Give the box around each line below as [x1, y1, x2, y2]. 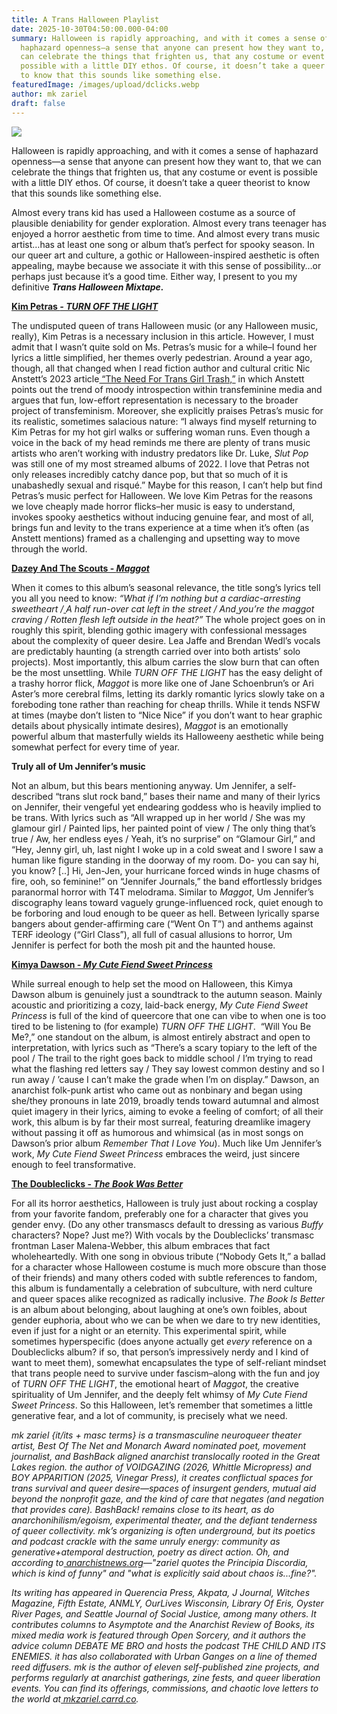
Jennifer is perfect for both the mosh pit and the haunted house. [11, 939, 276, 951]
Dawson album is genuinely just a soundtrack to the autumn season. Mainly [11, 988, 323, 1000]
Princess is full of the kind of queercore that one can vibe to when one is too [11, 1009, 327, 1021]
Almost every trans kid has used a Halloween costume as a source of [11, 206, 296, 218]
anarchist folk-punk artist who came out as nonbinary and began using [11, 1084, 303, 1096]
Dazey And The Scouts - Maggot [11, 562, 150, 574]
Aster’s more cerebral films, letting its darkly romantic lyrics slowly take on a [11, 687, 326, 700]
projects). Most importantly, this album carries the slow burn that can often [11, 656, 320, 668]
